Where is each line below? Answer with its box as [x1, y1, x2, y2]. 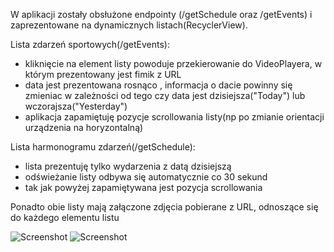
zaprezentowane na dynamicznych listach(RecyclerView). [10, 19, 248, 31]
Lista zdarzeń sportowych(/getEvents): [10, 39, 170, 50]
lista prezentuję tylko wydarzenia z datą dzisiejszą [24, 160, 232, 172]
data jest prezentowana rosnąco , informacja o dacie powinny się [24, 79, 293, 91]
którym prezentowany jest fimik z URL [24, 69, 182, 80]
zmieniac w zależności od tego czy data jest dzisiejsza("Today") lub [24, 90, 306, 101]
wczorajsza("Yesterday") [24, 100, 128, 112]
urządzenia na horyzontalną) [24, 122, 144, 133]
